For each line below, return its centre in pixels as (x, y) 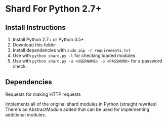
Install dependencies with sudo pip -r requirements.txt (72, 50)
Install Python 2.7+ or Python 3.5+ (48, 39)
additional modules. (26, 114)
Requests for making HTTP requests (43, 94)
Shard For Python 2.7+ (53, 9)
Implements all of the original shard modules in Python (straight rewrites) (81, 104)
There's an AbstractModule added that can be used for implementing (77, 109)
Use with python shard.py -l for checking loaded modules (74, 55)
